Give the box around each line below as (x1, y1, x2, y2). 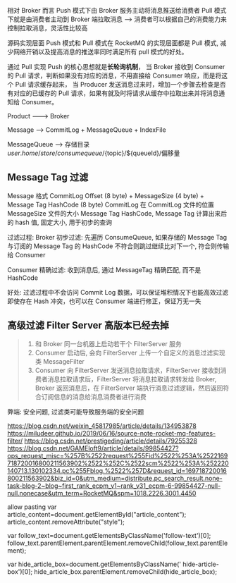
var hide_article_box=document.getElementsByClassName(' (7, 560, 182, 568)
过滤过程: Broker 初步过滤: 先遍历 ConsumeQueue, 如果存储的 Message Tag (7, 233, 228, 241)
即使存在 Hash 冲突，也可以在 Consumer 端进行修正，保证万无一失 (7, 297, 201, 305)
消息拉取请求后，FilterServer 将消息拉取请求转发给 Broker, (47, 374, 217, 383)
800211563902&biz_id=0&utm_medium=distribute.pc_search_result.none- (7, 474, 223, 482)
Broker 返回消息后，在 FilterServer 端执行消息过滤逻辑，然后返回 (35, 383, 223, 392)
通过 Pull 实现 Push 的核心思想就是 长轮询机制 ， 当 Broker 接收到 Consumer (7, 63, 225, 70)
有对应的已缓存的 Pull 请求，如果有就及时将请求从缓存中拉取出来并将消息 (7, 89, 219, 97)
